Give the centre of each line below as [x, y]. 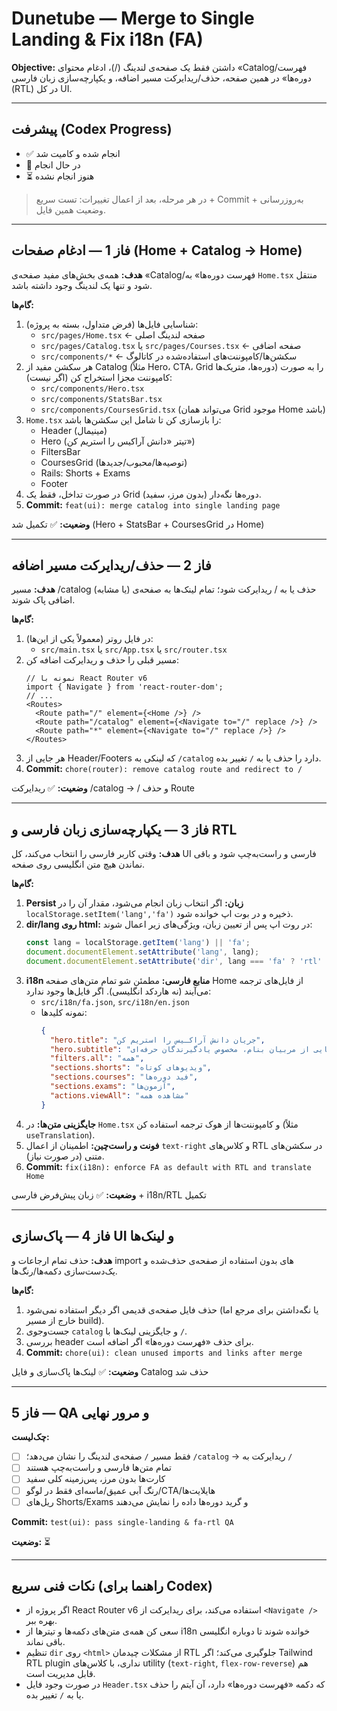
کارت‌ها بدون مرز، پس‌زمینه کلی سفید [95, 1479]
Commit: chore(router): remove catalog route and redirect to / [164, 769]
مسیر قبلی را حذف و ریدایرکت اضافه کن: [102, 660]
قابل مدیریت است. [60, 1674]
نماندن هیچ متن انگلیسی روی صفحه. [78, 864]
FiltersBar [60, 451]
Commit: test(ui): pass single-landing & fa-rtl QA [122, 1521]
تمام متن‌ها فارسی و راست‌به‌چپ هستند [98, 1468]
